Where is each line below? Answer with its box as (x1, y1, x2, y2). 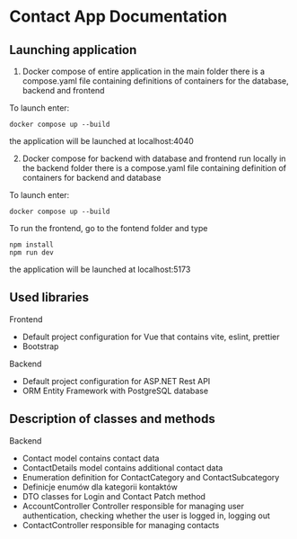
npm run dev (9, 248, 54, 257)
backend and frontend (22, 85, 105, 95)
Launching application (9, 42, 137, 58)
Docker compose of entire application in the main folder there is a (22, 66, 266, 76)
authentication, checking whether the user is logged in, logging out (22, 510, 271, 521)
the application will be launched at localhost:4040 (9, 136, 195, 146)
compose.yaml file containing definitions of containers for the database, (22, 76, 289, 86)
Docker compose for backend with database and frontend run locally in (22, 153, 286, 164)
